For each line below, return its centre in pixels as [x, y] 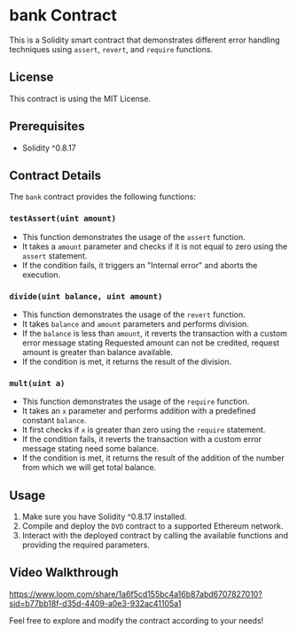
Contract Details [55, 175]
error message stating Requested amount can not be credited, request [151, 343]
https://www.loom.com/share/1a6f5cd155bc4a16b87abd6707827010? [136, 593]
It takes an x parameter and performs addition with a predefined [139, 411]
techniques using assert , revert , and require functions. [111, 49]
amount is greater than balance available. [97, 352]
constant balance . [54, 421]
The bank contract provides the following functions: [103, 197]
